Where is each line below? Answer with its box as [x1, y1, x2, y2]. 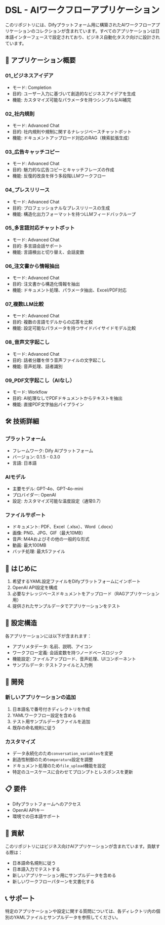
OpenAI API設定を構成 [12, 585, 58, 590]
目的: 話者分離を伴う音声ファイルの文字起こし [12, 357, 106, 363]
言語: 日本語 [12, 460, 37, 466]
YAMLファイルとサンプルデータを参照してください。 [13, 915, 121, 921]
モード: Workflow [12, 389, 48, 395]
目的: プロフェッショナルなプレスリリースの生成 [12, 205, 110, 210]
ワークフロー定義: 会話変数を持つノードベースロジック [12, 649, 124, 655]
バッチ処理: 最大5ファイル [12, 548, 66, 554]
